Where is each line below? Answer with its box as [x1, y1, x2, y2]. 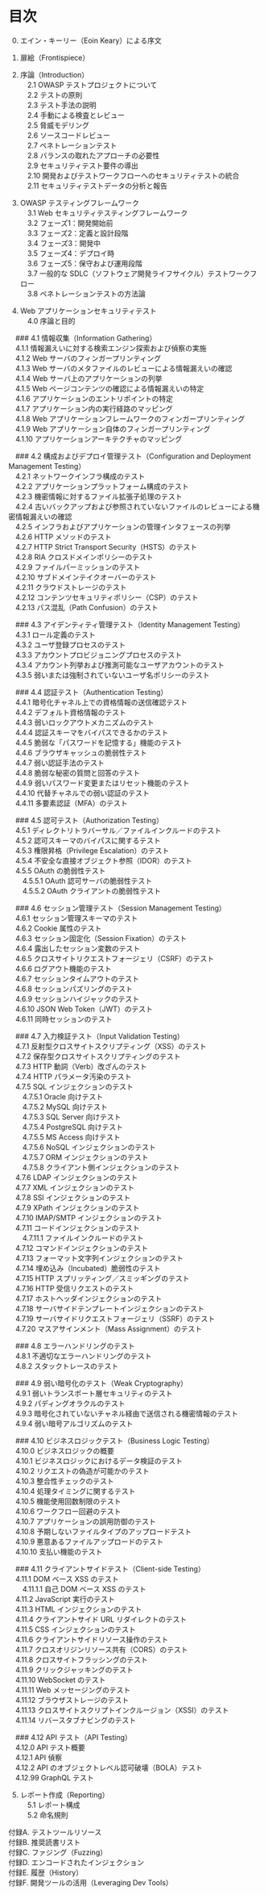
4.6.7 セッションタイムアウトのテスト [14, 973, 139, 983]
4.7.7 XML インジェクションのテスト [14, 1182, 135, 1192]
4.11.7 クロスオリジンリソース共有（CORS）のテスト [14, 1644, 188, 1654]
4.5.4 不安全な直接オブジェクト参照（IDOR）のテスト [14, 855, 192, 865]
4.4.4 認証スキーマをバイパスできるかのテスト [14, 727, 169, 737]
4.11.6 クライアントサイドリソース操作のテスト [14, 1634, 169, 1644]
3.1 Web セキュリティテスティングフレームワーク [27, 207, 188, 218]
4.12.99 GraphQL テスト [14, 1772, 94, 1782]
